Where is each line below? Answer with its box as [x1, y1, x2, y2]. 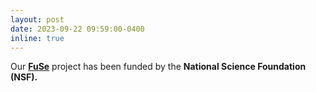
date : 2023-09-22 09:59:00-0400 [10, 24, 145, 34]
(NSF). [10, 71, 38, 83]
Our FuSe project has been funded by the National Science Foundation [10, 61, 307, 73]
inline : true [10, 33, 65, 43]
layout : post [10, 14, 65, 25]
